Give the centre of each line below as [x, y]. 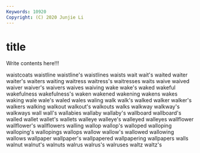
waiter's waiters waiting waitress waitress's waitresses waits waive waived [98, 81]
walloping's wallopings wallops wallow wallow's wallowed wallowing [90, 132]
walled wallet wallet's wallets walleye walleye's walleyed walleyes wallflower [100, 120]
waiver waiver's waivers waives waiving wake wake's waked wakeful [91, 88]
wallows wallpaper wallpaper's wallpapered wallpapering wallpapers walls [97, 139]
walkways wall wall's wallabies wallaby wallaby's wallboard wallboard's [94, 113]
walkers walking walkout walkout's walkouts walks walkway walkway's [93, 107]
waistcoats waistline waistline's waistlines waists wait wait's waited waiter [97, 75]
